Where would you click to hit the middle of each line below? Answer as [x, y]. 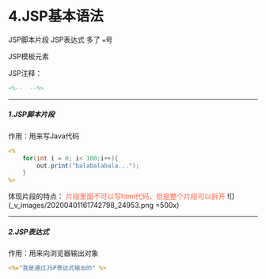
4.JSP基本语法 [56, 16]
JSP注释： [25, 73]
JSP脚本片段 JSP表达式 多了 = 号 [61, 40]
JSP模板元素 [28, 56]
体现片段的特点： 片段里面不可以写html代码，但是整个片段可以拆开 [117, 196]
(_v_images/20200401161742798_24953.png [81, 205]
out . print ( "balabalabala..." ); [88, 166]
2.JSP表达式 [28, 232]
